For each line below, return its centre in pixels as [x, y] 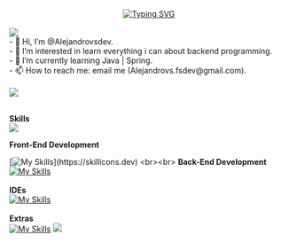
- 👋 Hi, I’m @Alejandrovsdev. [61, 42]
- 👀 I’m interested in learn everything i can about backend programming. [141, 51]
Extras [21, 218]
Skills [20, 118]
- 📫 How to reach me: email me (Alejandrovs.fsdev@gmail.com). [128, 71]
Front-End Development [55, 145]
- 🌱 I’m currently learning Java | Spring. [81, 60]
